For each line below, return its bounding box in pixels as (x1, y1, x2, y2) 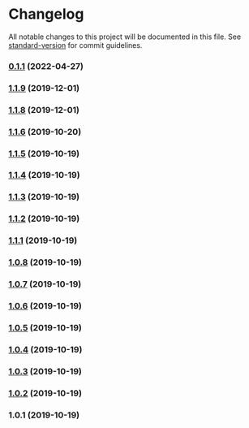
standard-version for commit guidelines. (8, 40, 143, 50)
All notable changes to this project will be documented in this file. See (8, 32, 242, 41)
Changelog (8, 5, 84, 24)
